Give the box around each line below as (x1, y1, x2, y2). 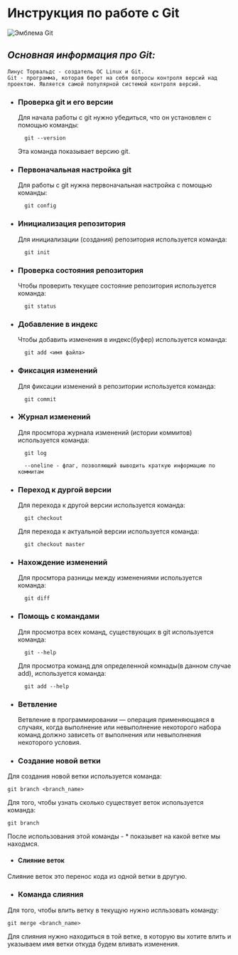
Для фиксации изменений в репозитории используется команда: (17, 382, 216, 390)
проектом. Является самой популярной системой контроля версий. (7, 80, 202, 88)
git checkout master (24, 541, 85, 548)
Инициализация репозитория (17, 219, 126, 229)
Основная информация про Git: (7, 49, 156, 61)
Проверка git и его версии (17, 97, 114, 107)
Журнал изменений (17, 412, 91, 422)
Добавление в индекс (17, 319, 98, 329)
